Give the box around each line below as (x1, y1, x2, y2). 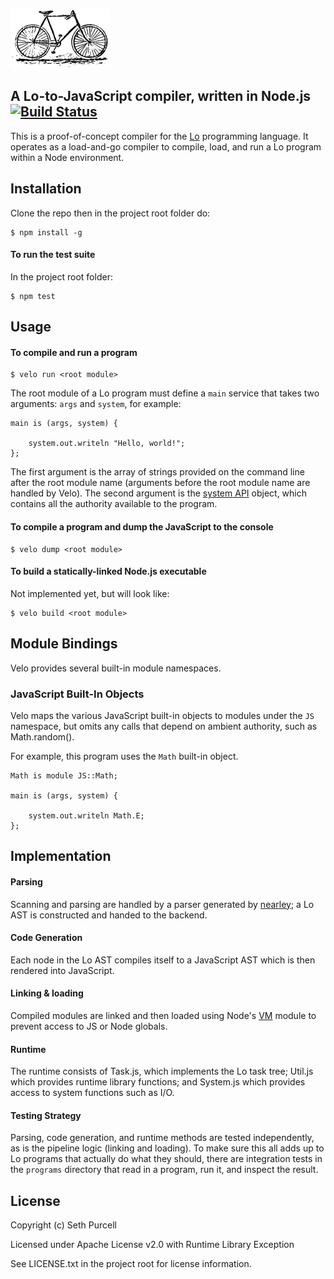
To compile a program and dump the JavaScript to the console (10, 521, 274, 533)
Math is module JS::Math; (10, 770, 118, 781)
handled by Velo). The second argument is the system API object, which (10, 487, 308, 499)
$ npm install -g (10, 227, 83, 238)
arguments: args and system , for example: (10, 398, 182, 410)
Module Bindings (10, 635, 118, 653)
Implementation (10, 848, 112, 865)
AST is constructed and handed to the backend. (10, 909, 208, 921)
